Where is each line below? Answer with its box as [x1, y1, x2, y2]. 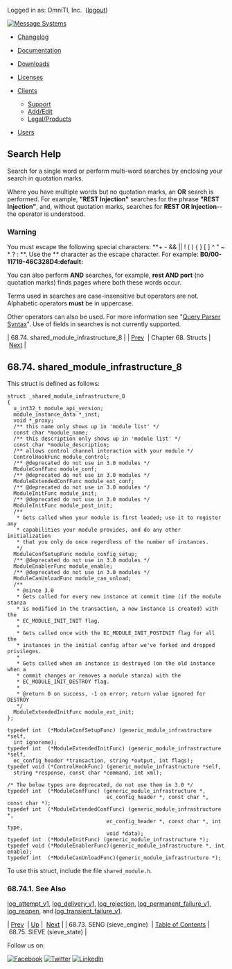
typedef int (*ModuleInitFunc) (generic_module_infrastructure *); [7, 836, 209, 843]
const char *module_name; [13, 429, 89, 436]
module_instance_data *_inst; [13, 411, 100, 418]
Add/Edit [27, 108, 53, 115]
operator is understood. [17, 210, 85, 218]
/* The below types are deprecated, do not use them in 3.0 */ [7, 781, 194, 789]
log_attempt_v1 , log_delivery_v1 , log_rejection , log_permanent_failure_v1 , [7, 900, 211, 908]
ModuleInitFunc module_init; [13, 489, 98, 497]
